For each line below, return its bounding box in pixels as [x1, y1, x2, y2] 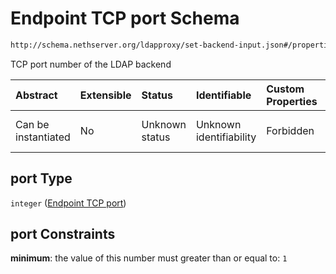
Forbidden [266, 123, 315, 137]
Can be [15, 117, 50, 131]
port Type [10, 170, 73, 187]
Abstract [15, 88, 58, 102]
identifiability [195, 130, 257, 144]
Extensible [79, 88, 132, 102]
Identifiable [195, 88, 252, 102]
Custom [266, 82, 305, 96]
